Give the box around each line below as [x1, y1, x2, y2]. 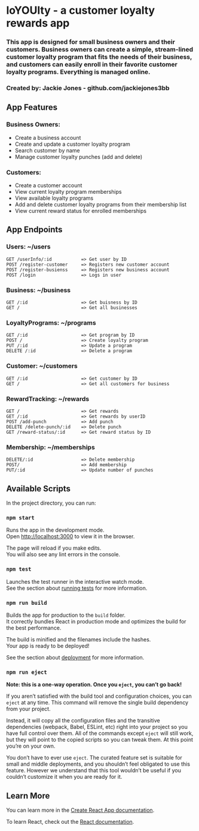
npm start [6, 514, 35, 521]
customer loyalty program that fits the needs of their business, [6, 53, 192, 61]
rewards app [6, 16, 70, 30]
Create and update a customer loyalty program [14, 140, 130, 148]
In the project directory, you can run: [6, 499, 96, 506]
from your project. [6, 706, 51, 713]
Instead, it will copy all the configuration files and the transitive [6, 717, 160, 724]
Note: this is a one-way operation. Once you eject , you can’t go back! [6, 681, 182, 688]
